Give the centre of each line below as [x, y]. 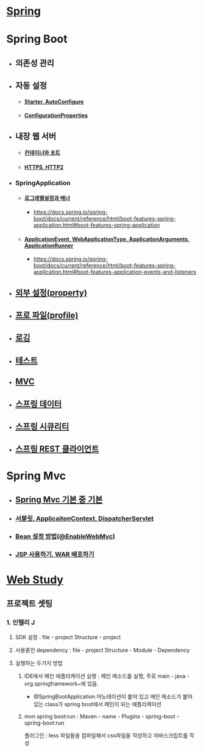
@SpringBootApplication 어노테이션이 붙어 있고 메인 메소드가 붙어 [113, 697]
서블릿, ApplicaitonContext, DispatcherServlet [84, 518]
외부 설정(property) [51, 293]
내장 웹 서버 [36, 136]
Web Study [35, 580]
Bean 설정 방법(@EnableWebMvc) [65, 536]
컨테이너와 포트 [42, 153]
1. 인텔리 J [21, 623]
